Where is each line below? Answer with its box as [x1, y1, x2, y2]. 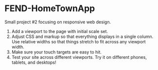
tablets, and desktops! [11, 59, 56, 65]
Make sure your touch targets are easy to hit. [11, 49, 102, 55]
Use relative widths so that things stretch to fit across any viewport [11, 38, 146, 44]
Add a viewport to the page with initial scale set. [11, 28, 108, 34]
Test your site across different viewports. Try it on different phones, [11, 54, 147, 60]
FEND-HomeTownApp [4, 3, 95, 14]
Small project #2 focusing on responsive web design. [4, 19, 111, 25]
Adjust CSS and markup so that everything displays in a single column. [11, 34, 154, 39]
